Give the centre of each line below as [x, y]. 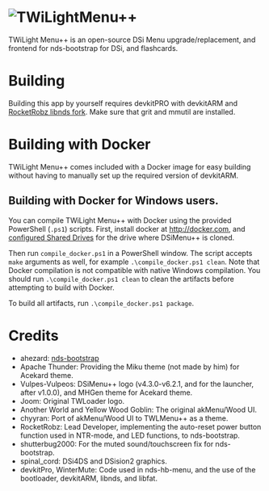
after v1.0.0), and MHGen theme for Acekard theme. [106, 392]
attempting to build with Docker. [61, 287]
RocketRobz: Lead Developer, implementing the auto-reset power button [141, 426]
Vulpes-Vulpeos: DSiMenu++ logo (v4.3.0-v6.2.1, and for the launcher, [137, 384]
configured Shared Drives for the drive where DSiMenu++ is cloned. [122, 237]
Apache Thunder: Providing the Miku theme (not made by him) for [130, 367]
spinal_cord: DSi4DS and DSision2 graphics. [93, 461]
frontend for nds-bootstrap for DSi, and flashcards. [93, 48]
